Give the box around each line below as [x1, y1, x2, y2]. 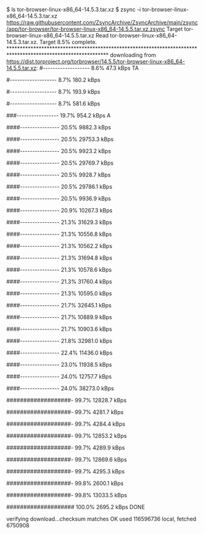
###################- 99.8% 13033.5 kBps [6, 492, 127, 498]
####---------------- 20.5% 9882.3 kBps [6, 124, 111, 131]
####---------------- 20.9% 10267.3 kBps [6, 207, 113, 214]
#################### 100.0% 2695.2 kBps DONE [6, 503, 145, 511]
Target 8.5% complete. [39, 39, 97, 45]
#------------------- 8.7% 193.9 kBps [6, 88, 101, 95]
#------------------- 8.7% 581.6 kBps [6, 100, 100, 107]
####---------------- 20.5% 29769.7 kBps [6, 159, 114, 167]
